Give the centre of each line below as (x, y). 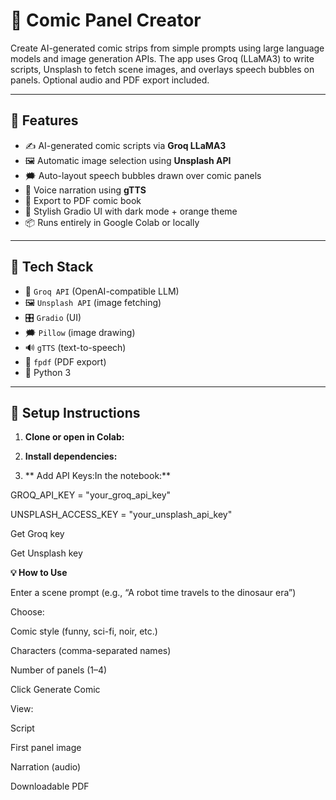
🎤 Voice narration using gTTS (85, 190)
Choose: (27, 612)
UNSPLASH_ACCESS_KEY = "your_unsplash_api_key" (121, 515)
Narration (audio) (46, 767)
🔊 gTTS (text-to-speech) (75, 347)
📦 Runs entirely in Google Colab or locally (112, 222)
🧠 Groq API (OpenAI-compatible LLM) (102, 291)
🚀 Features (44, 120)
